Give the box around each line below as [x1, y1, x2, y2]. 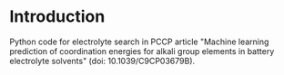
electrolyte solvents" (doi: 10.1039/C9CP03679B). [9, 55, 196, 66]
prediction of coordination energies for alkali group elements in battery [9, 45, 275, 56]
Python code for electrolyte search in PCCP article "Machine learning [9, 36, 269, 47]
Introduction [9, 6, 106, 27]
